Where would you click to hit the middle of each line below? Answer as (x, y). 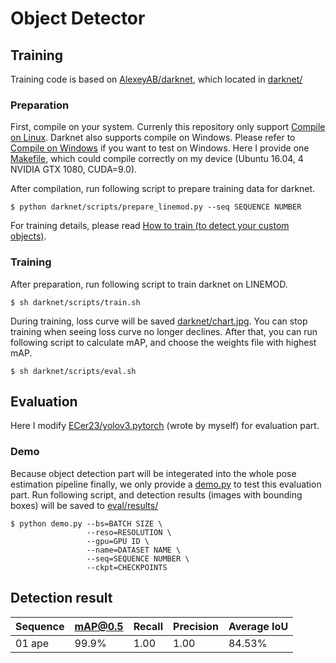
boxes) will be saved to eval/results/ (84, 505)
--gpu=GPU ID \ (118, 541)
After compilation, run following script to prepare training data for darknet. (163, 189)
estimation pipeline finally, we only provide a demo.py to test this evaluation (166, 484)
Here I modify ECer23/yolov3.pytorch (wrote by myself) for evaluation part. (165, 426)
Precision (196, 626)
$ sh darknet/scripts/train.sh (75, 302)
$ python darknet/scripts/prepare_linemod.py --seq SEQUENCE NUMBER (156, 207)
